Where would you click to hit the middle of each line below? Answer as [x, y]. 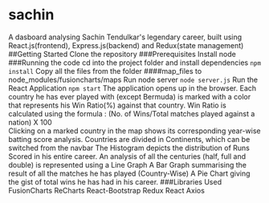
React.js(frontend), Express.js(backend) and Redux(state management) [126, 45]
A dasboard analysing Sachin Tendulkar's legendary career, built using [125, 37]
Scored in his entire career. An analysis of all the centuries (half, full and [127, 156]
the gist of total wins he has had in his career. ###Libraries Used [115, 181]
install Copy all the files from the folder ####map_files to [105, 71]
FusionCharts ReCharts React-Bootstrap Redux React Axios [106, 190]
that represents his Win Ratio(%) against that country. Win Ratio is [117, 105]
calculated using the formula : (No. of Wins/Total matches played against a [132, 113]
